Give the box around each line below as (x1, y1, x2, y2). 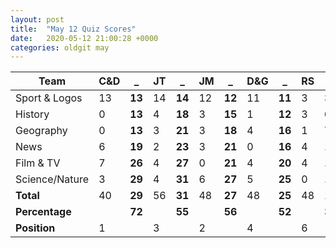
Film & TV (15, 156, 61, 170)
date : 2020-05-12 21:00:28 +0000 (10, 33, 159, 43)
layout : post (10, 14, 65, 25)
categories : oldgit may (10, 42, 110, 53)
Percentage (15, 205, 72, 219)
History (15, 107, 50, 121)
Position (15, 221, 56, 235)
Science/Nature (15, 172, 90, 186)
